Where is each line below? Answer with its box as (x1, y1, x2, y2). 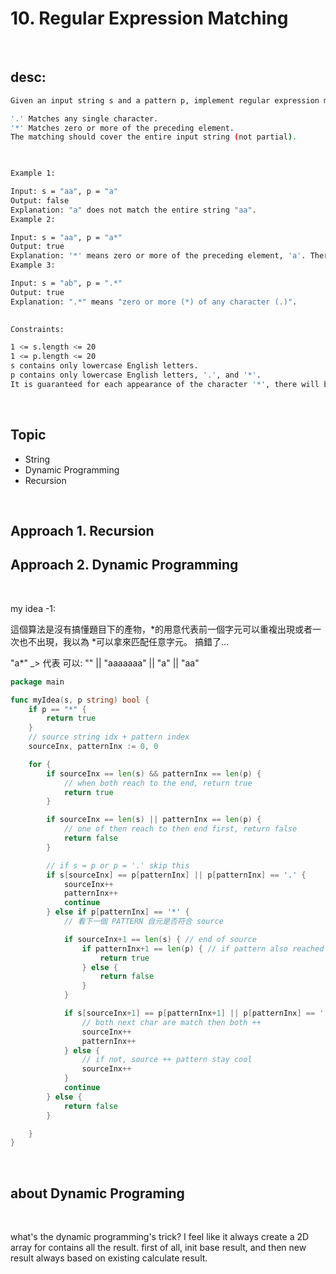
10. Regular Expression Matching (10, 7, 289, 30)
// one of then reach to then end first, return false (63, 824, 298, 834)
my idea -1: (10, 602, 57, 614)
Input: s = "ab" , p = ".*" (10, 278, 123, 288)
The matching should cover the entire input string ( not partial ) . (10, 132, 298, 142)
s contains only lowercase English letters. (10, 361, 199, 371)
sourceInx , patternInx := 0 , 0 (28, 742, 159, 752)
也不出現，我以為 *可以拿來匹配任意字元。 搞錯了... (18, 635, 229, 647)
